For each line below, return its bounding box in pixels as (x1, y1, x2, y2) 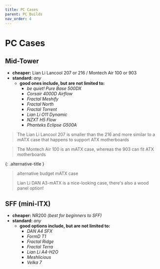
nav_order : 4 (5, 16, 32, 21)
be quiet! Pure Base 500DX (26, 85, 82, 91)
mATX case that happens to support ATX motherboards (17, 137, 129, 143)
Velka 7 (26, 260, 42, 266)
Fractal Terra (26, 244, 53, 250)
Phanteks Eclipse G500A (26, 122, 77, 128)
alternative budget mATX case (17, 170, 78, 177)
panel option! (17, 185, 44, 191)
